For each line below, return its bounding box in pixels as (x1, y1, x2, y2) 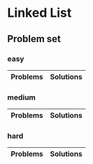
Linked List (7, 5, 72, 21)
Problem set (7, 33, 62, 45)
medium (7, 93, 36, 102)
